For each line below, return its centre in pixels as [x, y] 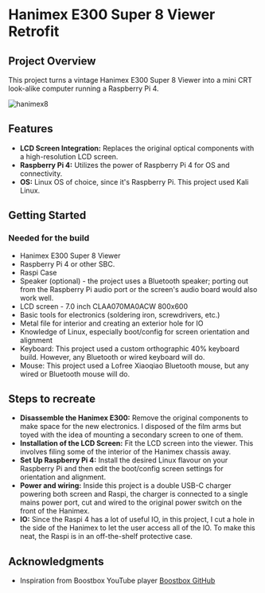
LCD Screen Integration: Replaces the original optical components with [137, 148]
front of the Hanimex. [55, 511]
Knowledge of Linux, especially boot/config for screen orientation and [134, 331]
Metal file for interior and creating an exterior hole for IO [111, 323]
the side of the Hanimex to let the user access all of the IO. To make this [138, 528]
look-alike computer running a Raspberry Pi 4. [84, 88]
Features [31, 129]
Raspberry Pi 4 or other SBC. [67, 263]
